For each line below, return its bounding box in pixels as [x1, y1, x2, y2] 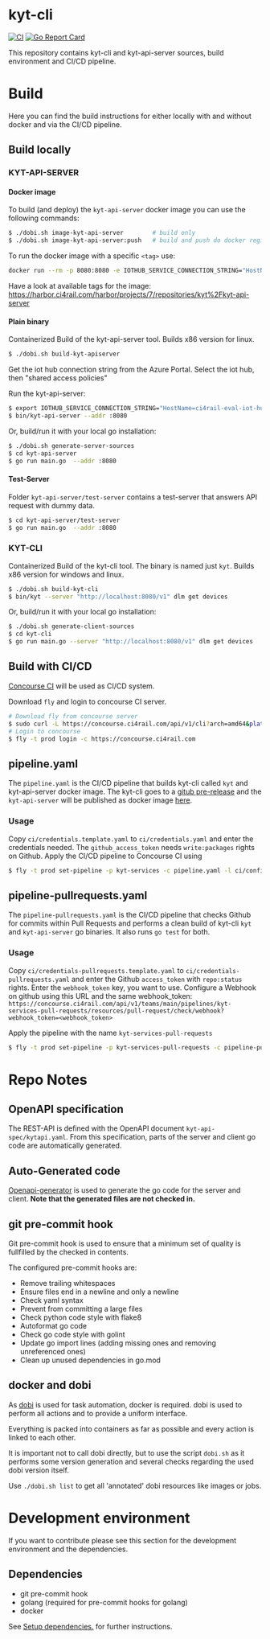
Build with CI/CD [8, 659, 92, 673]
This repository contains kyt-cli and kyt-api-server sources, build [8, 47, 224, 57]
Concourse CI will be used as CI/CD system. [8, 681, 155, 691]
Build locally [8, 143, 72, 157]
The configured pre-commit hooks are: [8, 1263, 137, 1272]
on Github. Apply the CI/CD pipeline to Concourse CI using [8, 851, 202, 861]
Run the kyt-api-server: [8, 388, 86, 399]
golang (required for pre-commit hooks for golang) [19, 1597, 189, 1607]
